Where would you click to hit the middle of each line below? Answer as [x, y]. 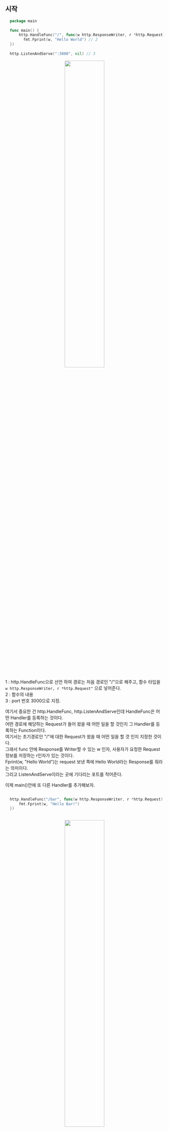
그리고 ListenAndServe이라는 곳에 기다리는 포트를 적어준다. [64, 774]
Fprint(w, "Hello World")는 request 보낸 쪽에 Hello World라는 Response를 [79, 762]
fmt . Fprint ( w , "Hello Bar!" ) [49, 804]
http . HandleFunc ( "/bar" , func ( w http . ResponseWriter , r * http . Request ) [87, 799]
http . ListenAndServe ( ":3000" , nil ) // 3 [53, 54]
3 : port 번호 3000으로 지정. [33, 701]
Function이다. [32, 730]
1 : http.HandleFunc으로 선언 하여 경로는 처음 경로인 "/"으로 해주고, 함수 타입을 [83, 682]
